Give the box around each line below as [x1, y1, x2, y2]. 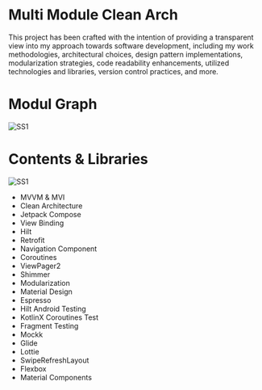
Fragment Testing [19, 321, 79, 330]
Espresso [19, 295, 52, 304]
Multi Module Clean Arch [8, 6, 179, 24]
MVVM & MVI [19, 192, 65, 202]
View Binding [19, 218, 64, 228]
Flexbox [19, 363, 47, 373]
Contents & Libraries [8, 150, 149, 169]
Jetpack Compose [19, 209, 82, 219]
